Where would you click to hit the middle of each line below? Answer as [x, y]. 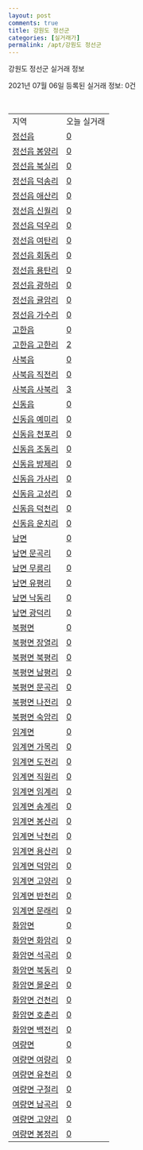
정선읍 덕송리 [35, 181]
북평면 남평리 [35, 673]
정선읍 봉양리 [35, 152]
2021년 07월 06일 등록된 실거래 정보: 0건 [72, 86]
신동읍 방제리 [35, 464]
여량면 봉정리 [35, 1134]
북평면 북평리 [35, 658]
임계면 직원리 [35, 777]
